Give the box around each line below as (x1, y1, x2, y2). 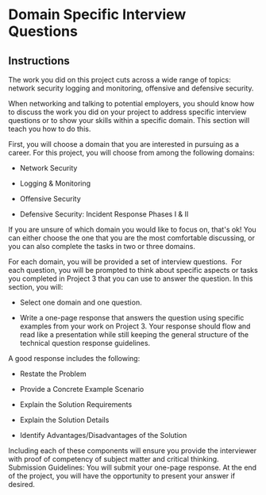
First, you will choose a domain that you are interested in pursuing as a (8, 140, 240, 148)
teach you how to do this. (8, 125, 91, 133)
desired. (8, 480, 36, 489)
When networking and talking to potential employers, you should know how (8, 99, 255, 108)
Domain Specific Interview (8, 6, 187, 24)
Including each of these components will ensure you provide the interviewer (8, 446, 257, 455)
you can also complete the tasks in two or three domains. (8, 242, 196, 251)
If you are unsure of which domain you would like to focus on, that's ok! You (8, 224, 256, 234)
